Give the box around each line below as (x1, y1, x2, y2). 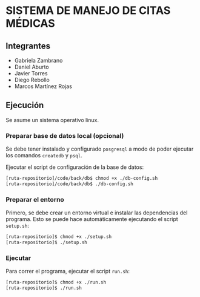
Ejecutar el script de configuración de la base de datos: (5, 163, 144, 171)
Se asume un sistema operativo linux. (5, 116, 99, 123)
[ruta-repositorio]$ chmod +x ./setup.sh (5, 234, 112, 240)
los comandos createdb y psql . (5, 152, 82, 159)
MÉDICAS (5, 16, 55, 30)
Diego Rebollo (14, 77, 50, 83)
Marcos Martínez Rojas (14, 83, 72, 90)
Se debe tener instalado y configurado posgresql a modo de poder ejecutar (5, 145, 194, 152)
